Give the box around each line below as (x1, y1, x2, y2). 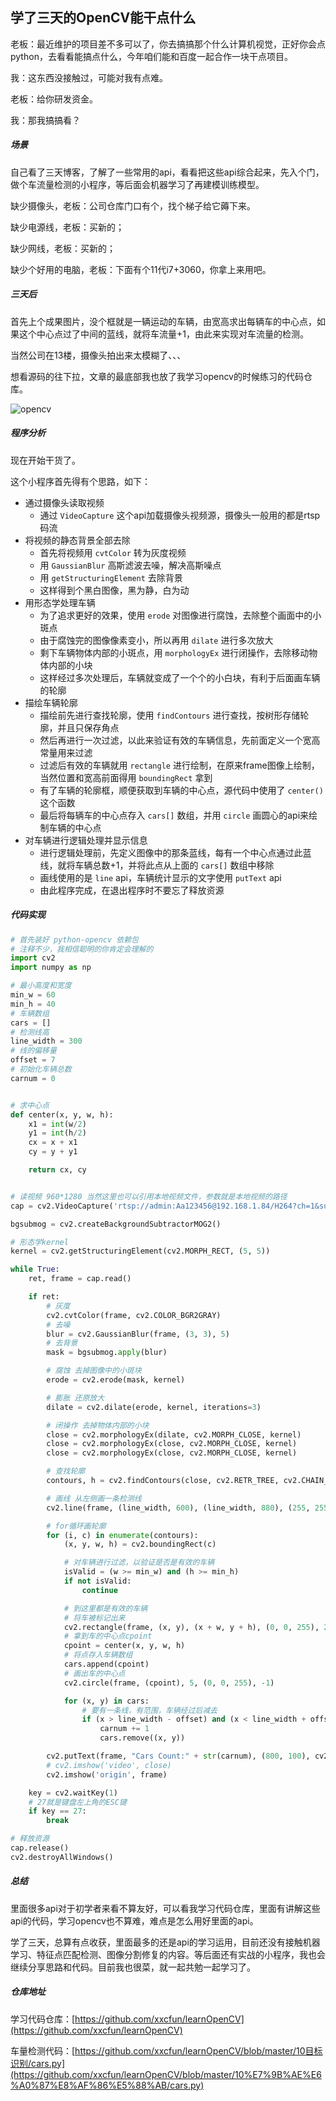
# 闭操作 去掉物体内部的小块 (46, 1420, 150, 1430)
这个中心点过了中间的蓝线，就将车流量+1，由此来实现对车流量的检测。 (18, 328, 309, 340)
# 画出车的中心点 (63, 1668, 126, 1678)
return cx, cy (28, 1165, 87, 1175)
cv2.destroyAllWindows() (10, 1852, 114, 1862)
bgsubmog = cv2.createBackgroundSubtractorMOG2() (10, 1219, 222, 1229)
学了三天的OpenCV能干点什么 (10, 9, 197, 27)
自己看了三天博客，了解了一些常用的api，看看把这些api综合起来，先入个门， (10, 166, 325, 178)
